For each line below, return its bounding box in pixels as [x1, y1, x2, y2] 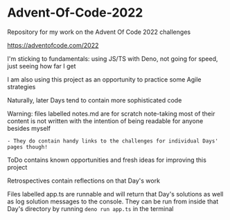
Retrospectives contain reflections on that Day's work [7, 176, 161, 185]
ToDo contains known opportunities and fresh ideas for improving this [7, 156, 206, 164]
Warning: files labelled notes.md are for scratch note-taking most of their [7, 109, 215, 118]
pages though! [7, 143, 48, 150]
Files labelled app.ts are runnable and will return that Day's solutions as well [7, 190, 224, 198]
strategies [7, 82, 36, 91]
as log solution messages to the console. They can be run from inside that [7, 197, 219, 205]
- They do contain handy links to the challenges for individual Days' [7, 137, 218, 145]
